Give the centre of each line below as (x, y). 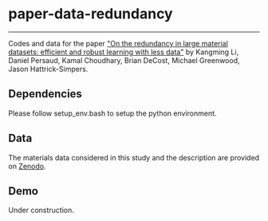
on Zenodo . (27, 166)
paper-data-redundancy (91, 14)
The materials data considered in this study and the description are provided (134, 157)
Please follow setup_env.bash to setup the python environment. (112, 113)
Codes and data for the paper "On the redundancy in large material (118, 43)
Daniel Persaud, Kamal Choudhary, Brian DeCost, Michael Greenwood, (124, 60)
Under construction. (41, 210)
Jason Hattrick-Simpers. (48, 69)
